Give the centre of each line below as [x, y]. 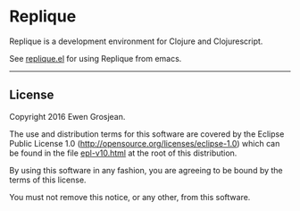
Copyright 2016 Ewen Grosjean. [67, 116]
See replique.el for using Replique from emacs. [96, 58]
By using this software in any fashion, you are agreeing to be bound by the [146, 170]
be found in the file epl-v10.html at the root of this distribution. [123, 153]
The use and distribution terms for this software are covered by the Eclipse [147, 134]
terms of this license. [48, 180]
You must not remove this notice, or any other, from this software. [130, 197]
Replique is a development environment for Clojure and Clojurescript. [136, 41]
